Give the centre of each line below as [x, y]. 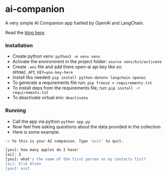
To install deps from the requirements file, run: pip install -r [76, 88]
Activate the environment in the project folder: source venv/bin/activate [87, 62]
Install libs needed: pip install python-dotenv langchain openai [79, 78]
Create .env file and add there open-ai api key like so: [68, 67]
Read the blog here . [25, 32]
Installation [19, 45]
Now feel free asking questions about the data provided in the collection [86, 127]
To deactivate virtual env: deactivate [50, 97]
